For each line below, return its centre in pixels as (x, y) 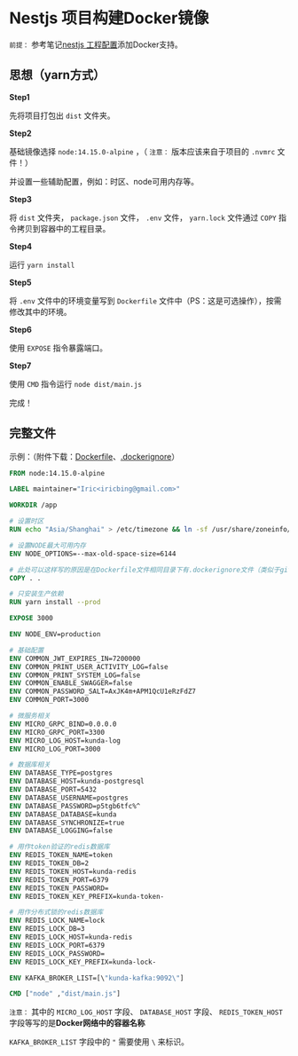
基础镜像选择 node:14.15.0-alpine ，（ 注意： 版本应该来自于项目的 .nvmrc (142, 151)
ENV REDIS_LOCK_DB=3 (47, 929)
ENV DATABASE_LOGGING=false (61, 831)
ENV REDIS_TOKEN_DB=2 (49, 863)
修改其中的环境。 (40, 311)
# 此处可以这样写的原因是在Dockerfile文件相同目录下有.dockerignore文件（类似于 (145, 570)
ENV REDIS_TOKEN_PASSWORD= (59, 888)
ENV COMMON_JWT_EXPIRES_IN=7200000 (75, 658)
